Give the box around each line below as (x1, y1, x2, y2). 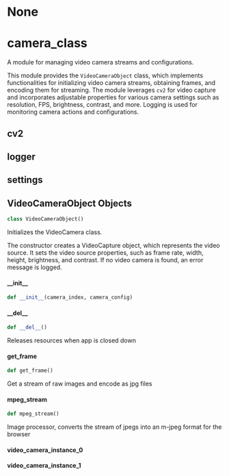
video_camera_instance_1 (7, 462, 81, 470)
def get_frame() (7, 367, 53, 374)
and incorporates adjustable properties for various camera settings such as (7, 93, 219, 101)
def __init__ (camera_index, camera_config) (7, 294, 133, 301)
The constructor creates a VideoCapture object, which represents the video (7, 241, 220, 249)
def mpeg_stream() (7, 410, 59, 418)
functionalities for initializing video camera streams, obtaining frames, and (7, 79, 216, 87)
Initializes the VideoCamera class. (7, 227, 103, 236)
